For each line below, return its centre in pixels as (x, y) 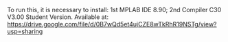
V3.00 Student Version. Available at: (58, 17)
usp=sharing (25, 31)
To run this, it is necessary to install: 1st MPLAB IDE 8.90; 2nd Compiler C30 (114, 10)
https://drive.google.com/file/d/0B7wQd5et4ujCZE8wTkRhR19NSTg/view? (112, 24)
